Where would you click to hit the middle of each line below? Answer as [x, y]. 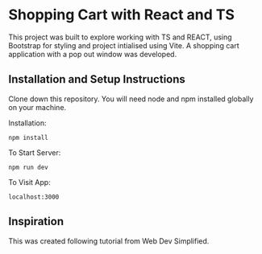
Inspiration [36, 221]
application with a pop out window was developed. [93, 54]
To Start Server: [35, 152]
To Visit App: [29, 182]
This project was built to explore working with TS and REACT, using [120, 37]
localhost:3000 [34, 197]
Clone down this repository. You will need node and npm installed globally [131, 99]
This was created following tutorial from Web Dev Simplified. [109, 241]
